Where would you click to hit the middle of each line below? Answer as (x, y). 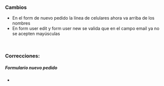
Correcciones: (23, 56)
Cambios (16, 7)
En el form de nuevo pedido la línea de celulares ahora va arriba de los (83, 18)
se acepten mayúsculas (36, 34)
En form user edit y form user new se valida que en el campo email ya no (86, 29)
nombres (21, 23)
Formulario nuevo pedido (31, 67)
